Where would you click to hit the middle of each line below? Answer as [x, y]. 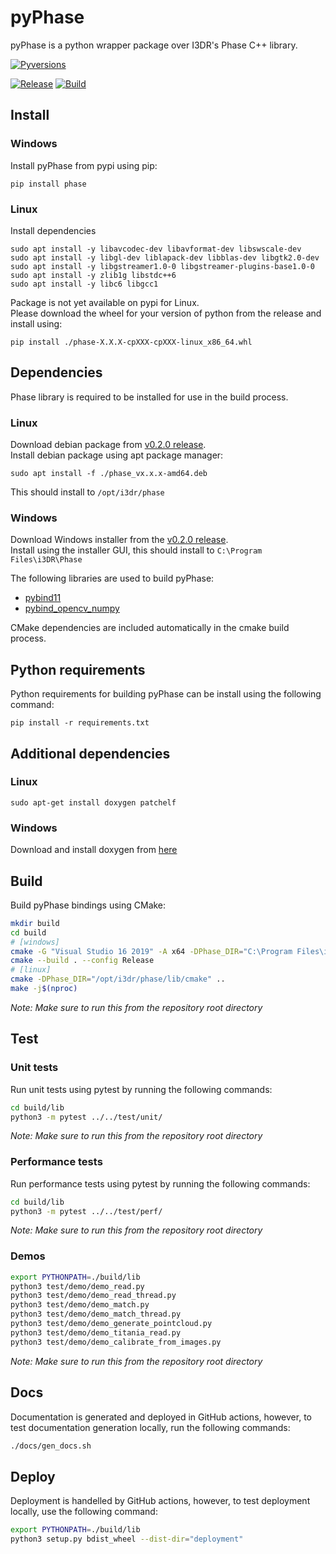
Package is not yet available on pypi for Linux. [105, 302]
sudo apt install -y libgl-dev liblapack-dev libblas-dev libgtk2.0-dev [165, 257]
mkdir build [35, 923]
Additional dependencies [90, 753]
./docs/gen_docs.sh [51, 1446]
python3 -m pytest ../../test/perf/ [86, 1211]
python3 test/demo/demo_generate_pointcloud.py [111, 1324]
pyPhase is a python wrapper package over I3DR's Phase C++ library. [154, 45]
